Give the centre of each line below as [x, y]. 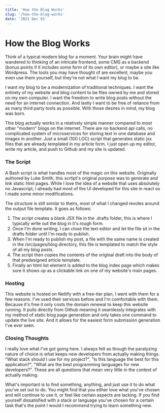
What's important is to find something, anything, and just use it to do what [80, 384]
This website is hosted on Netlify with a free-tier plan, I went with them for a [82, 294]
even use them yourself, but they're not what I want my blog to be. [72, 78]
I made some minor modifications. [40, 194]
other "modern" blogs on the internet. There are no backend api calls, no [79, 128]
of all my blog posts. [33, 249]
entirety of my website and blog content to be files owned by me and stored [82, 93]
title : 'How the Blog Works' [35, 10]
